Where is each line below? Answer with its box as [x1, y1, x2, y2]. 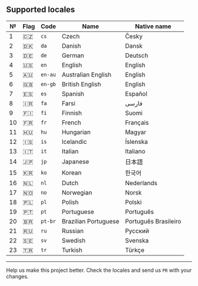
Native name [134, 22, 172, 30]
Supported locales [6, 5, 75, 15]
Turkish [61, 246, 82, 254]
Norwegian [61, 188, 93, 196]
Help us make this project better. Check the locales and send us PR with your [6, 267, 192, 274]
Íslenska [124, 137, 148, 146]
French [61, 118, 81, 126]
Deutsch [124, 51, 148, 60]
